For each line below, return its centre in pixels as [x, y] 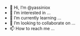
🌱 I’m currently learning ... [35, 18]
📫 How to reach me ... [32, 28]
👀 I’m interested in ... [30, 13]
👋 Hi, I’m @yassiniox [30, 8]
